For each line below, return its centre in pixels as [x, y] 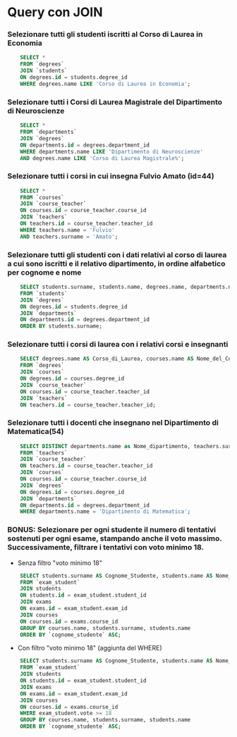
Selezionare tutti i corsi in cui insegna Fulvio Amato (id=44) [111, 176]
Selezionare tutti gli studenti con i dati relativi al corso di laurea [117, 254]
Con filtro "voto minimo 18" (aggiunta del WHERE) [90, 648]
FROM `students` [44, 293]
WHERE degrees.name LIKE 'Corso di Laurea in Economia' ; [105, 84]
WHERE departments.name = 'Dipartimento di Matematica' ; [105, 512]
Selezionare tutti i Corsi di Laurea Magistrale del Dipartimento [115, 101]
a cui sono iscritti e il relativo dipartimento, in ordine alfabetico [116, 264]
